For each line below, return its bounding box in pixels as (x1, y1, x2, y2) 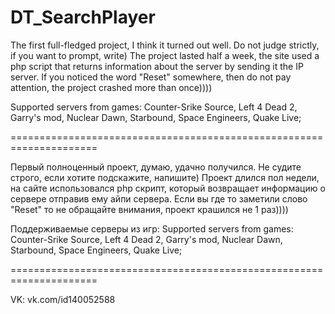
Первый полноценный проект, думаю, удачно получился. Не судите (10, 161, 302, 173)
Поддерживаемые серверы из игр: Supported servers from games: (10, 222, 294, 235)
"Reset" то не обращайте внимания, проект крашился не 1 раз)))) (10, 203, 289, 215)
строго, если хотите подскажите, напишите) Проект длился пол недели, (10, 171, 320, 183)
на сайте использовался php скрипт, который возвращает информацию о (10, 182, 326, 194)
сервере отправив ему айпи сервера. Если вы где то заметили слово (10, 192, 308, 205)
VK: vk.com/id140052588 (10, 293, 116, 305)
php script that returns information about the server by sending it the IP (10, 60, 304, 72)
